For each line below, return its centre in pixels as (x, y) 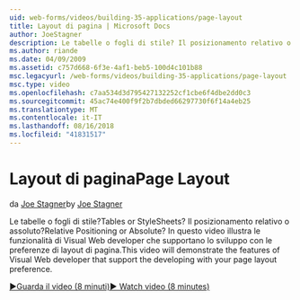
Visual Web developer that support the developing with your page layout (143, 259)
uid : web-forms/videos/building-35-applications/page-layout (126, 18)
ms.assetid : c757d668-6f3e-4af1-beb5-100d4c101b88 (106, 68)
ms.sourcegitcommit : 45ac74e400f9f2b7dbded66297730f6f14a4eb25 (130, 101)
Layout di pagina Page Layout (120, 179)
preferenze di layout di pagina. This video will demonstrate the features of (145, 250)
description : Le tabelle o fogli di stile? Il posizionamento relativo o (150, 43)
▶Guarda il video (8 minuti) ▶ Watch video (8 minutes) (110, 286)
